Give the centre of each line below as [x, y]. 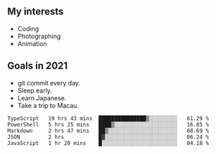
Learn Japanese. [42, 97]
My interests [36, 12]
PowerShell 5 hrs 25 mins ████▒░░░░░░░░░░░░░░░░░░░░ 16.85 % [108, 124]
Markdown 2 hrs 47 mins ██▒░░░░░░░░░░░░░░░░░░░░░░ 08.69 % [108, 131]
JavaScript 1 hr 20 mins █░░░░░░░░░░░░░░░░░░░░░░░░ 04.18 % [108, 143]
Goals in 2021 [38, 66]
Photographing [39, 36]
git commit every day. [49, 83]
